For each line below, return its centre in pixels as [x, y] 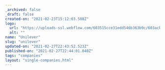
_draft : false [20, 14]
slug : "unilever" [23, 42]
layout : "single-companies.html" [39, 60]
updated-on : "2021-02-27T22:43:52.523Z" [47, 46]
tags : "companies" [24, 55]
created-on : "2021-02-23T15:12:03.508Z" [47, 19]
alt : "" [17, 33]
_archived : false [23, 10]
